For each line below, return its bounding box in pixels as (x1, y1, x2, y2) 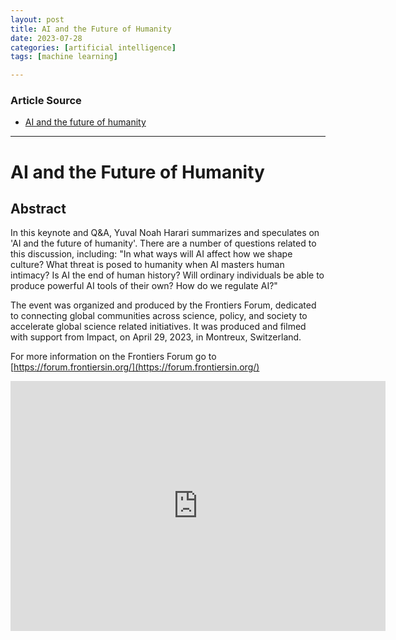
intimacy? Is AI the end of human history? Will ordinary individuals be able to (10, 269, 325, 281)
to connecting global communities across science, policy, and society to (10, 310, 308, 322)
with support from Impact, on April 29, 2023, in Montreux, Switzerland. (10, 331, 302, 343)
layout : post (10, 14, 65, 25)
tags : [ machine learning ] (10, 52, 118, 62)
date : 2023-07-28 (10, 33, 83, 43)
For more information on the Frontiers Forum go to (10, 351, 217, 363)
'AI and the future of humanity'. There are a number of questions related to (10, 237, 317, 250)
